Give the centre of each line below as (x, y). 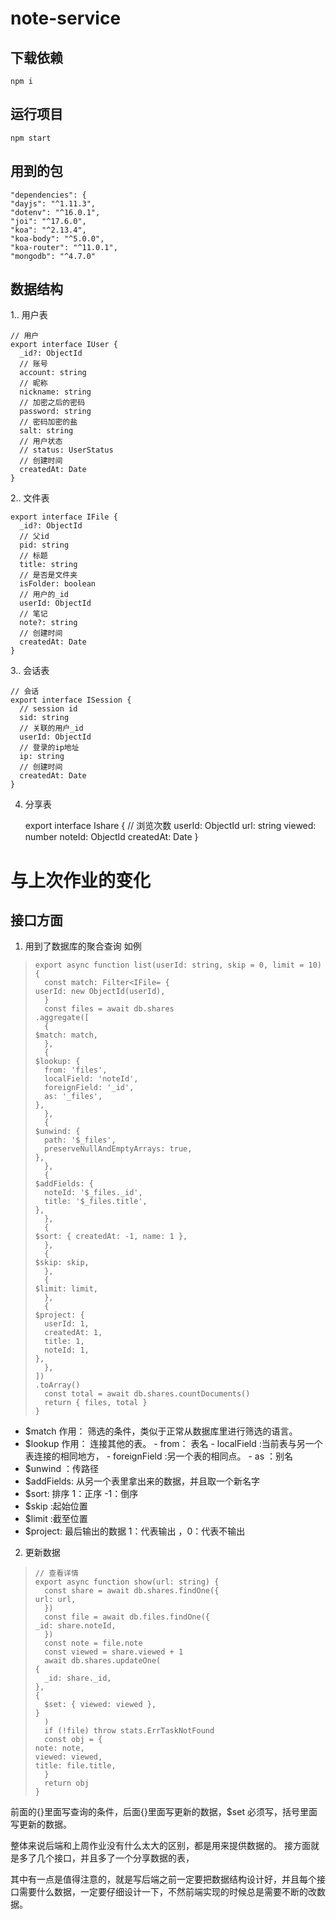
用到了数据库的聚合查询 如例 (83, 946)
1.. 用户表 (29, 315)
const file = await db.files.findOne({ (127, 1617)
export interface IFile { (64, 517)
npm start (31, 138)
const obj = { (73, 1740)
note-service (66, 18)
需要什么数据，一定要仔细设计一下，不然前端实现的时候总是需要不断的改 (167, 1892)
